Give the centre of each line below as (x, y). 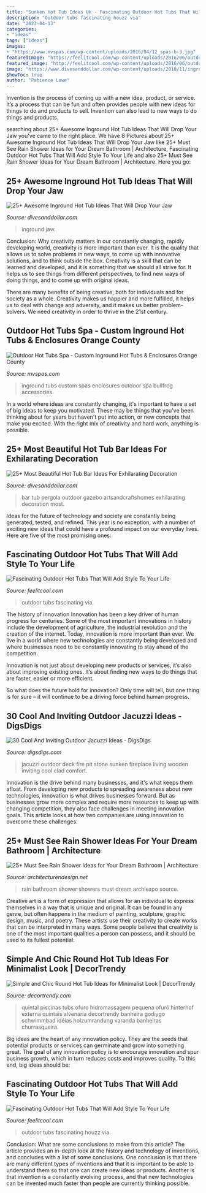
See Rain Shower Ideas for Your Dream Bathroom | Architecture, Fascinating (102, 149)
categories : (21, 29)
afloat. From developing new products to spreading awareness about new (100, 789)
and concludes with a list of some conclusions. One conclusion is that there (102, 1157)
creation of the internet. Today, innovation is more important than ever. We (100, 634)
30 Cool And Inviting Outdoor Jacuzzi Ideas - (94, 716)
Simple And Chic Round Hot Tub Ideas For (88, 959)
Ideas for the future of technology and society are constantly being (91, 516)
